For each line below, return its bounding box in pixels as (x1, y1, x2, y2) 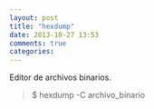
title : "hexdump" (9, 22, 75, 31)
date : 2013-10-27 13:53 (9, 30, 100, 39)
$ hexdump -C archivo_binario (31, 90, 146, 101)
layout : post (9, 13, 59, 23)
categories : (9, 47, 54, 56)
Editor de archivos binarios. (9, 72, 111, 83)
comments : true (9, 38, 67, 48)
